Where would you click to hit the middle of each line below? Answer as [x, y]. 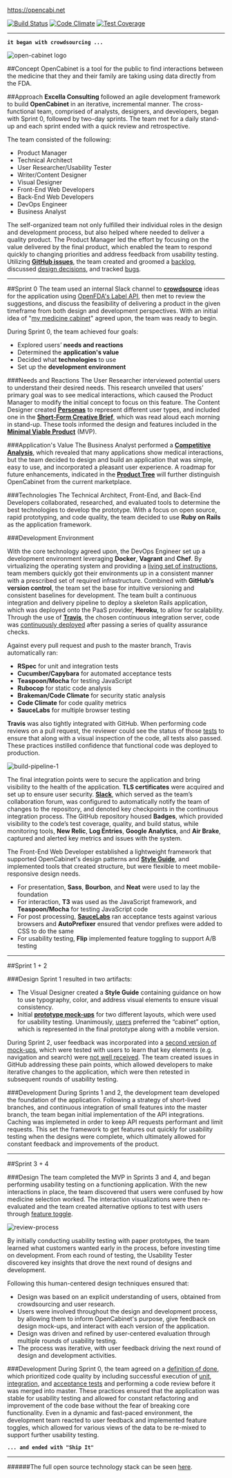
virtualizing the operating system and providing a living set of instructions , [113, 566]
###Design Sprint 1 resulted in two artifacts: [70, 979]
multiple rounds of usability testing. [67, 1341]
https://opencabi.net [36, 10]
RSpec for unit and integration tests [68, 666]
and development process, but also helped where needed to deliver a [106, 232]
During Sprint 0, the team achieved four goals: [73, 332]
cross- [194, 104]
